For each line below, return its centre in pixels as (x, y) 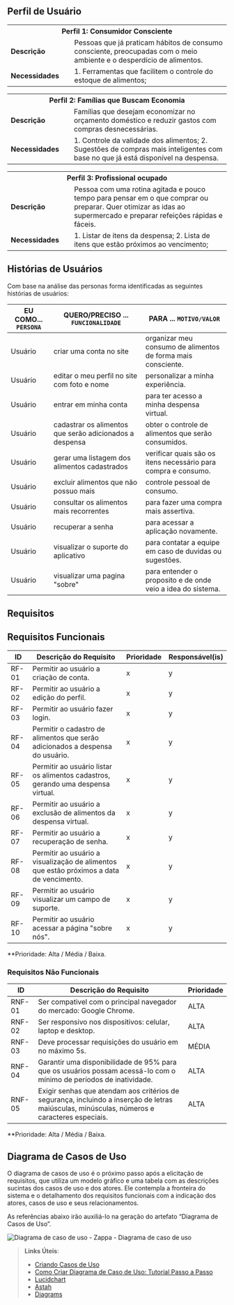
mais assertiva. (170, 511)
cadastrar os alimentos (91, 424)
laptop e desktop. (67, 1031)
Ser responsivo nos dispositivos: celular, (104, 1022)
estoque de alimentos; (110, 80)
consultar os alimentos (91, 502)
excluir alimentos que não (95, 482)
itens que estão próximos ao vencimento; (141, 244)
